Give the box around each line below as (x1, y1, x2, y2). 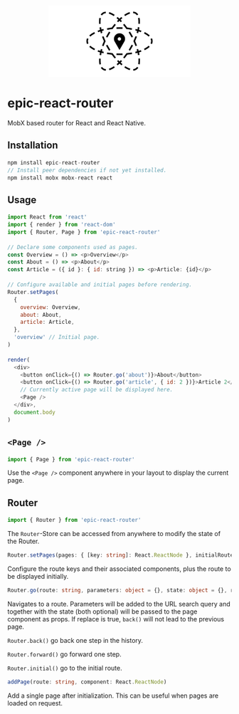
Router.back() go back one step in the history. (7, 636, 144, 644)
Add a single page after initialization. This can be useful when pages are (7, 691, 219, 700)
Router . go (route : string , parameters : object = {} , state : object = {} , (7, 587, 228, 594)
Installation (7, 140, 58, 152)
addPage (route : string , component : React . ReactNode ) (7, 678, 167, 686)
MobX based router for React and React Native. (7, 118, 147, 127)
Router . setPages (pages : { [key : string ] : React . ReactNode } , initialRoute (7, 552, 234, 559)
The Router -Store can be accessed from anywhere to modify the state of (7, 530, 221, 538)
